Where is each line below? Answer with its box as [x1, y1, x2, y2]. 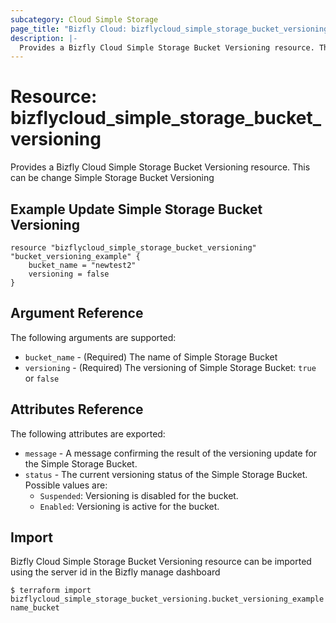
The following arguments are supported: [10, 331, 177, 343]
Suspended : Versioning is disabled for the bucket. [39, 489, 239, 501]
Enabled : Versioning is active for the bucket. [39, 500, 220, 512]
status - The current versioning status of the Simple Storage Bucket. [24, 468, 308, 480]
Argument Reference [10, 305, 144, 322]
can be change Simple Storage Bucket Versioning [10, 172, 215, 184]
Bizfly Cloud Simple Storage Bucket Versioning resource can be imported [10, 556, 312, 568]
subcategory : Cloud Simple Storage [10, 14, 159, 25]
